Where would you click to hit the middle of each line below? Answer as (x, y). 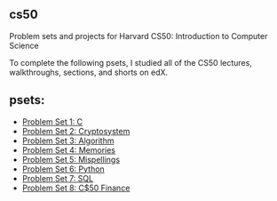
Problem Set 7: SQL (58, 178)
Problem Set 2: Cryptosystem (76, 131)
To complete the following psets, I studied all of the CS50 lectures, (131, 62)
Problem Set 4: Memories (68, 149)
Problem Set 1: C (52, 121)
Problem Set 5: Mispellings (71, 159)
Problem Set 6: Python (63, 169)
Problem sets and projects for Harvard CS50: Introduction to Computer (138, 36)
